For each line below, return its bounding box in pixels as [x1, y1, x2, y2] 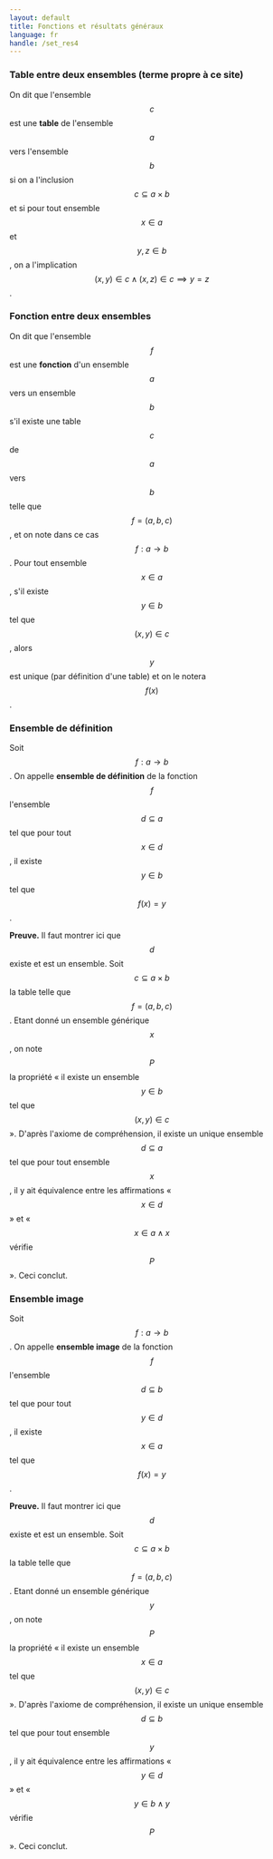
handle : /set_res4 [9, 38, 79, 48]
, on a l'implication [9, 259, 78, 270]
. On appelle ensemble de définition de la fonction [9, 771, 198, 782]
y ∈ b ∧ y [134, 1798, 170, 1809]
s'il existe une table [9, 415, 81, 426]
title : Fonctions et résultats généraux [9, 22, 165, 31]
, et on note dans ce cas [9, 529, 99, 540]
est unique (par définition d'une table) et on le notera [9, 670, 206, 681]
